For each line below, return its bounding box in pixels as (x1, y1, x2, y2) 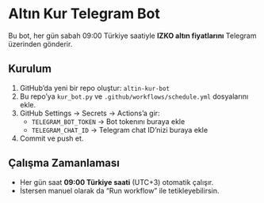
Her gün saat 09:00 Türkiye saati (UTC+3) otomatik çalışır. (19, 177, 214, 186)
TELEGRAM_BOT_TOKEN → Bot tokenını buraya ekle (31, 116, 186, 126)
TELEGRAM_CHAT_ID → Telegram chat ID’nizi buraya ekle (31, 125, 209, 134)
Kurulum (8, 62, 52, 76)
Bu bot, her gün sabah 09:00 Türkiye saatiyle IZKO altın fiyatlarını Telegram (8, 31, 257, 40)
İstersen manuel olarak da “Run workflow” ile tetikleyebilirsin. (19, 186, 220, 195)
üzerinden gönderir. (8, 39, 73, 48)
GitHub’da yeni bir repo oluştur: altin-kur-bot (19, 83, 170, 92)
